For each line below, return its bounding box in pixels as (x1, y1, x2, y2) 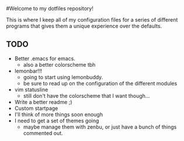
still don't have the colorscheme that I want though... (23, 92, 150, 99)
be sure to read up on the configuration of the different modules (23, 80, 178, 87)
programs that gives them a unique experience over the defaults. (6, 23, 162, 29)
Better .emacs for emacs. (14, 55, 76, 62)
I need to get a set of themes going (14, 117, 99, 124)
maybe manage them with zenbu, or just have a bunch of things (23, 123, 177, 130)
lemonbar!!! (14, 67, 43, 74)
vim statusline (14, 86, 48, 93)
